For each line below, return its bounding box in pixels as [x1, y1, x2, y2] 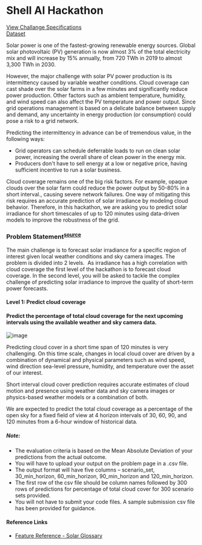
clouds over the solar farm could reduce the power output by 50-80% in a [6, 184, 189, 192]
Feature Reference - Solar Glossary [14, 532, 103, 539]
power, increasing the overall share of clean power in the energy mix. [14, 153, 186, 160]
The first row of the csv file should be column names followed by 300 [14, 479, 188, 487]
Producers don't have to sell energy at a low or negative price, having [14, 160, 188, 167]
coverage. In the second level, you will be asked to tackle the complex [6, 272, 180, 279]
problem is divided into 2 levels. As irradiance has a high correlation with [6, 259, 188, 266]
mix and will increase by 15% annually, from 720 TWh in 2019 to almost [6, 54, 182, 61]
